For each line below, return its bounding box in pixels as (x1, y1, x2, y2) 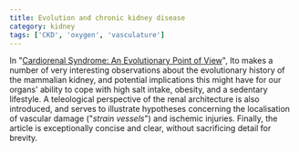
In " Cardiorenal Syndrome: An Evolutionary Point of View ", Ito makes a (9, 56, 273, 66)
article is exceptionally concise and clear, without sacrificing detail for (9, 123, 272, 134)
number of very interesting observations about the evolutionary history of (9, 65, 285, 76)
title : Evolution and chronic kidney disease (9, 13, 185, 23)
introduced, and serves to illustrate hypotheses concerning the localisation (9, 104, 290, 115)
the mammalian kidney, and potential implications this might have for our (9, 75, 282, 86)
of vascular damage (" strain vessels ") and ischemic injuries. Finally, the (9, 113, 278, 124)
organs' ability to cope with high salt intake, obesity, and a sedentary (9, 84, 268, 96)
